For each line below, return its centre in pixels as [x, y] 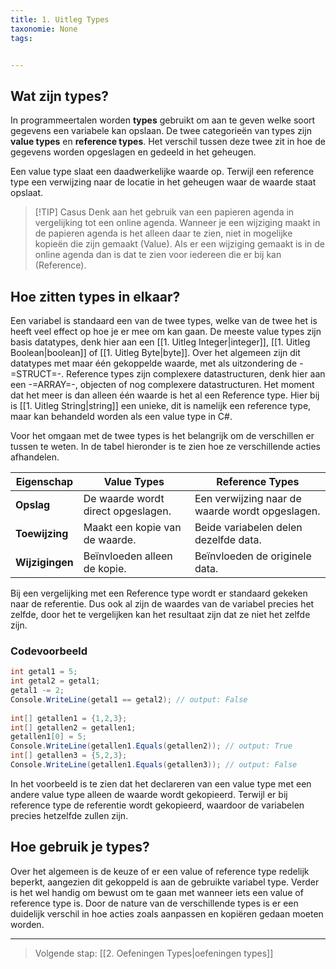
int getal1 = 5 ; [44, 672]
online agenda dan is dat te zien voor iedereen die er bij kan [158, 255]
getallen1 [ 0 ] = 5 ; [48, 737]
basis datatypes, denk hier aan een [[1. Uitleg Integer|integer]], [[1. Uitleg [160, 342]
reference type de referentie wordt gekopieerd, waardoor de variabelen [157, 805]
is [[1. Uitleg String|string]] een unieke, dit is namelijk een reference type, [161, 405]
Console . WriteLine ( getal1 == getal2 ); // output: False [129, 699]
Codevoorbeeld [49, 651]
